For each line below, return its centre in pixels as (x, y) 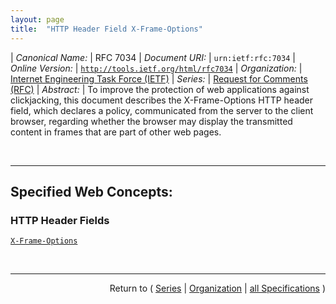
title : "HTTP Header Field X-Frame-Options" (106, 29)
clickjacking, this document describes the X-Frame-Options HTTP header (161, 100)
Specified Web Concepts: (91, 191)
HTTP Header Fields (60, 220)
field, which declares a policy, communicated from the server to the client (162, 110)
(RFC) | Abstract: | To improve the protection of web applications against (160, 89)
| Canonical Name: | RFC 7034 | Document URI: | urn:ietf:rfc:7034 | (153, 57)
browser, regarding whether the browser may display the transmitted (151, 121)
